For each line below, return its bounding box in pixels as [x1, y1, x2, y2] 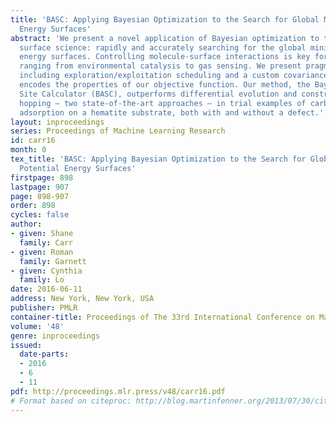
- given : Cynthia [10, 266, 83, 276]
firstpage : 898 [10, 172, 74, 183]
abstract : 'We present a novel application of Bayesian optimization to [10, 33, 320, 43]
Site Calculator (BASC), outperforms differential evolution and [19, 89, 298, 99]
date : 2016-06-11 [10, 284, 83, 295]
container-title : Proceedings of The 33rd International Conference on [10, 312, 315, 322]
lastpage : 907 [10, 182, 70, 192]
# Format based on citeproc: [10, 396, 132, 406]
